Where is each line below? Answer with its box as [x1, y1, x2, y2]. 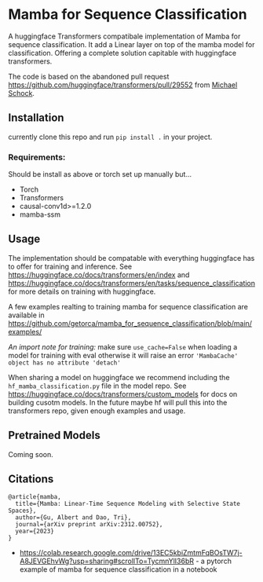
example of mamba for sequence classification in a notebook [19, 565, 217, 574]
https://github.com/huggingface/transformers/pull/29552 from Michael [8, 80, 238, 90]
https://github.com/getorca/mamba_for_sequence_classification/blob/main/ [8, 318, 253, 328]
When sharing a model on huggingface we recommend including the [8, 372, 230, 382]
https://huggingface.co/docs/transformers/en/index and [8, 269, 190, 280]
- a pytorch [195, 556, 232, 566]
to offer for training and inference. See [8, 262, 133, 271]
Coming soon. [8, 449, 53, 459]
